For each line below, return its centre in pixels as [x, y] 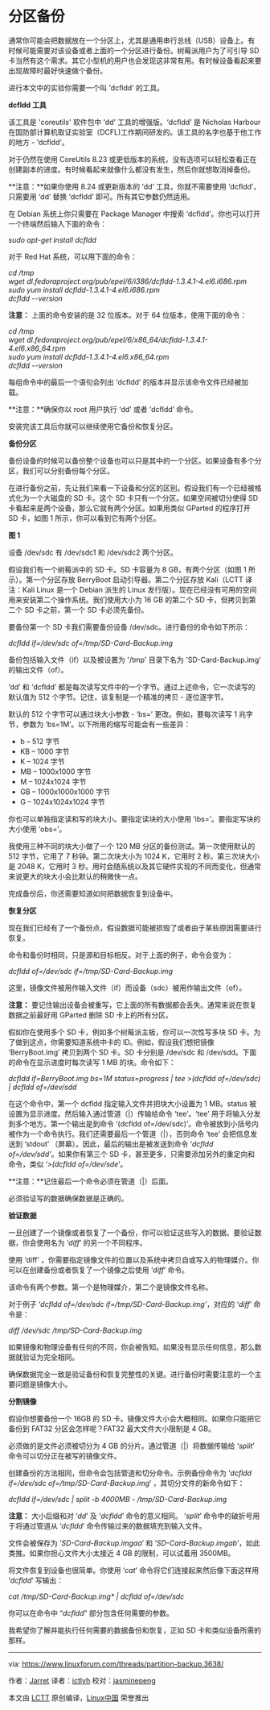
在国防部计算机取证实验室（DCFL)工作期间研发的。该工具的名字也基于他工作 [135, 132]
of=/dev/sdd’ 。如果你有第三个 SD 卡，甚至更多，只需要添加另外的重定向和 [132, 1154]
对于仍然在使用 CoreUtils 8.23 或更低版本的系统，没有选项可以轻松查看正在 [133, 159]
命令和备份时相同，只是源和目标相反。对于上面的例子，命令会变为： [121, 955]
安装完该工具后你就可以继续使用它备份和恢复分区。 [93, 426]
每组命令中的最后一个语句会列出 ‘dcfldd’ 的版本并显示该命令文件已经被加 [129, 382]
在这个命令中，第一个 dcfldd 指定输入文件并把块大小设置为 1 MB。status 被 [133, 1103]
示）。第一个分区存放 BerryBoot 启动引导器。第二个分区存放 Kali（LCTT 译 [131, 579]
